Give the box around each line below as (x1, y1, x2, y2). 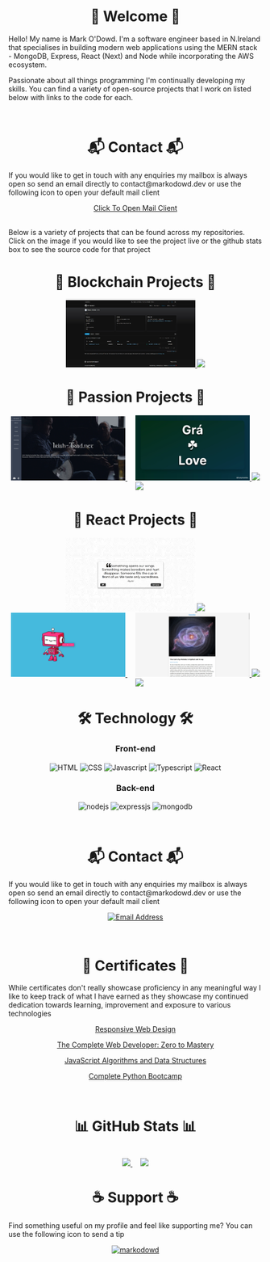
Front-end (115, 743, 156, 755)
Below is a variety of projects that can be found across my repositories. (8, 227, 246, 237)
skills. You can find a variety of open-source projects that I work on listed (8, 84, 251, 94)
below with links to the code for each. (8, 92, 134, 102)
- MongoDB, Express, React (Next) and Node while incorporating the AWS (8, 51, 254, 61)
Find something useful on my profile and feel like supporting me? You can (8, 1221, 253, 1230)
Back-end (115, 783, 156, 794)
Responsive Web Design (95, 1024, 176, 1034)
